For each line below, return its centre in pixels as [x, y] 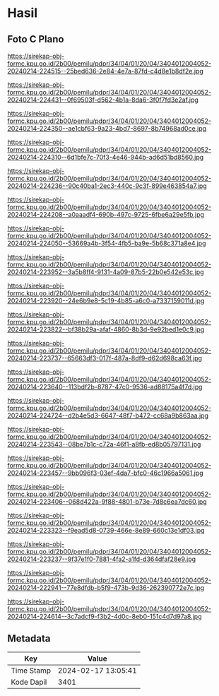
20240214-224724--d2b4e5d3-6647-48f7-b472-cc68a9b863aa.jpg [108, 415]
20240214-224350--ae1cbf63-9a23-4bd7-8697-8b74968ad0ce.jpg [107, 128]
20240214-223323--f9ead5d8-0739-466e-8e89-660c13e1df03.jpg [106, 530]
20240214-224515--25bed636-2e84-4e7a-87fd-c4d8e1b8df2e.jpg [105, 71]
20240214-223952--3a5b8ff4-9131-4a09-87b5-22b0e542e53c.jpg [106, 272]
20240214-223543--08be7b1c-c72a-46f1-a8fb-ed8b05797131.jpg [104, 444]
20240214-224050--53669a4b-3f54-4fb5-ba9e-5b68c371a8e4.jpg [107, 243]
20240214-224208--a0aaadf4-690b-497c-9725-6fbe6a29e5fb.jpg [106, 214]
